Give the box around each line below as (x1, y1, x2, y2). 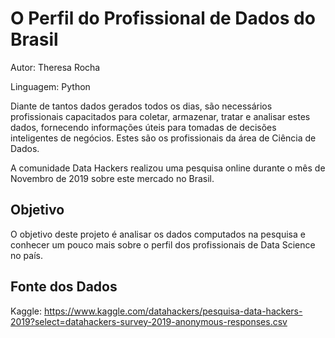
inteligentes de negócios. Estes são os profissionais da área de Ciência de (10, 132, 317, 144)
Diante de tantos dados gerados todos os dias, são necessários (10, 100, 273, 112)
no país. (10, 249, 43, 261)
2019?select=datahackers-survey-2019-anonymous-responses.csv (10, 315, 288, 327)
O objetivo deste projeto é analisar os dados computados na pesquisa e (10, 228, 306, 240)
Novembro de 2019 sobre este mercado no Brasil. (10, 172, 215, 184)
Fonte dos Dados (10, 278, 118, 296)
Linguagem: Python (10, 80, 91, 92)
